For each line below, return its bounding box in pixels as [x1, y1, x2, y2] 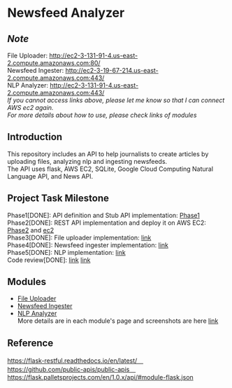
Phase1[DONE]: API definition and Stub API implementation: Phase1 [7, 211, 201, 219]
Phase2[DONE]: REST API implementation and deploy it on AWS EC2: [7, 219, 206, 227]
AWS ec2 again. [7, 104, 54, 111]
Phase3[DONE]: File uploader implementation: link [7, 233, 152, 242]
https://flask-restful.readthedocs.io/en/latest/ [7, 356, 138, 365]
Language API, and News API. [7, 172, 94, 180]
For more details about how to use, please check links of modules [7, 111, 197, 119]
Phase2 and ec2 [7, 226, 55, 234]
